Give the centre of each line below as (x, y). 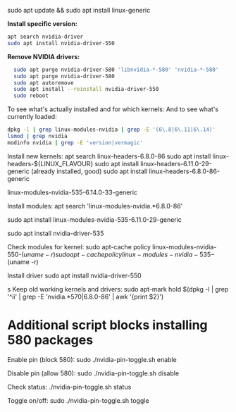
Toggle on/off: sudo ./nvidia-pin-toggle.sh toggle (78, 400)
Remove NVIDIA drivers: (44, 56)
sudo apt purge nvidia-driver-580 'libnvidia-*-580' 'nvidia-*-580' (116, 70)
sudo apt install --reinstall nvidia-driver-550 (86, 89)
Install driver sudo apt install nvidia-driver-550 (75, 275)
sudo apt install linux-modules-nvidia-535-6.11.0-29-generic (94, 219)
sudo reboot (31, 96)
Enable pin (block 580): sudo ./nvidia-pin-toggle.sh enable (92, 359)
